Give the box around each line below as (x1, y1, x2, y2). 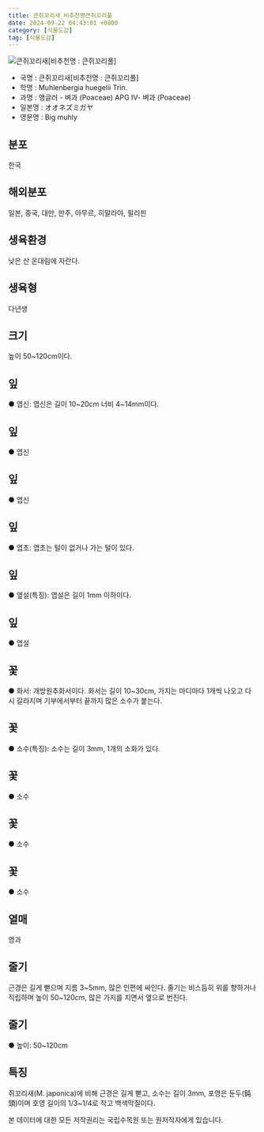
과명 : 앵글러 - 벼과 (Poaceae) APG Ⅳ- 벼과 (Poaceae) (19, 92, 191, 103)
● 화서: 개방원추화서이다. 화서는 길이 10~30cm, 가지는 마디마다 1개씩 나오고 (8, 686, 243, 695)
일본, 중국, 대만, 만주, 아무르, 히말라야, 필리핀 (8, 208, 147, 217)
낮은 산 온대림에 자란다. (8, 256, 81, 265)
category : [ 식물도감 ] (8, 26, 73, 34)
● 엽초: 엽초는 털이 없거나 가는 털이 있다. (8, 543, 134, 552)
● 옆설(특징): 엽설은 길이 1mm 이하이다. (8, 590, 132, 600)
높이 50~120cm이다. (8, 352, 73, 361)
